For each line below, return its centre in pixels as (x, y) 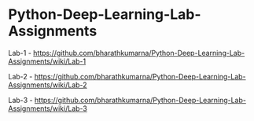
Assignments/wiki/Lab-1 (47, 61)
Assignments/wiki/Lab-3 (48, 108)
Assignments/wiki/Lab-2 (48, 85)
